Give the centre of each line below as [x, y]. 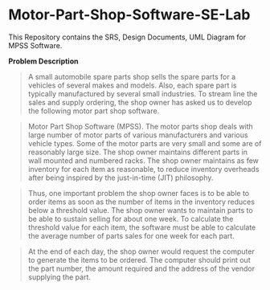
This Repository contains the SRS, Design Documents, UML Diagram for [127, 37]
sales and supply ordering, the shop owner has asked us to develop [140, 102]
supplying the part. [59, 277]
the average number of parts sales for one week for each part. [131, 235]
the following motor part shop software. [94, 111]
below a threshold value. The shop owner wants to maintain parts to [140, 210]
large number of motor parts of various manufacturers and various [138, 135]
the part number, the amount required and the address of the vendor [141, 268]
